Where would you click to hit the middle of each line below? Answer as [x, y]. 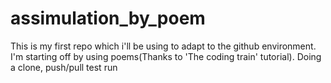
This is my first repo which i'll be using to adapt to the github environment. [163, 46]
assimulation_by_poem [108, 18]
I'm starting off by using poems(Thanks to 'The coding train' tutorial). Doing [166, 56]
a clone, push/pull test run [64, 67]
